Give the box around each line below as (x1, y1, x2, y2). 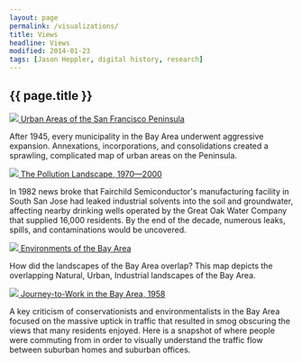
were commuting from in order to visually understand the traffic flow (9, 334, 263, 345)
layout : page (9, 13, 59, 23)
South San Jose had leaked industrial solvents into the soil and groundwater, (9, 195, 294, 206)
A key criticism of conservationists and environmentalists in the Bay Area (9, 305, 280, 316)
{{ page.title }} (9, 88, 93, 104)
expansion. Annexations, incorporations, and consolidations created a (9, 140, 269, 151)
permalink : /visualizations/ (9, 22, 119, 31)
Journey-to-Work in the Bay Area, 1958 (20, 288, 166, 299)
